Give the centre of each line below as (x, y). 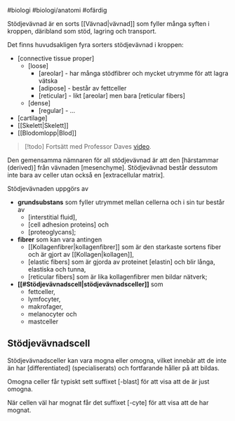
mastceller (43, 321)
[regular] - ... (57, 111)
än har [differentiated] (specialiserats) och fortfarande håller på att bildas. (113, 368)
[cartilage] (32, 118)
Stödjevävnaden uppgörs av (48, 188)
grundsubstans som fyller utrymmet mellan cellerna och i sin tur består (121, 202)
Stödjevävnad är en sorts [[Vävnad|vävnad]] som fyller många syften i (108, 24)
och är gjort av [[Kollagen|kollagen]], (81, 254)
